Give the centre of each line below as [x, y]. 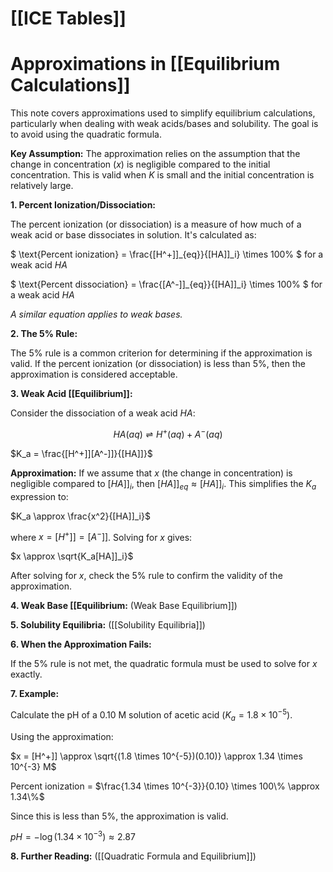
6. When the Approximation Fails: [81, 644]
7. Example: [35, 694]
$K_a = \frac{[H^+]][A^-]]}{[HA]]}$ [81, 453]
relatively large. [42, 186]
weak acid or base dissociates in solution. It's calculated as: [133, 235]
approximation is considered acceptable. [94, 374]
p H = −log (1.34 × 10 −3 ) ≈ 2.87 [73, 836]
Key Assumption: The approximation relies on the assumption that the [155, 154]
